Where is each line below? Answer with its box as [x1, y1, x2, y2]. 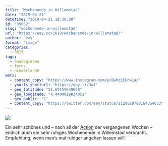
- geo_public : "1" [10, 96, 49, 101]
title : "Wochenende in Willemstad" [5, 7, 80, 13]
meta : [5, 73, 17, 78]
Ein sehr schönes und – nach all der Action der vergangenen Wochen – [5, 124, 152, 130]
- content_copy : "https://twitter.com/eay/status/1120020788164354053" [10, 101, 164, 106]
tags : [5, 54, 17, 59]
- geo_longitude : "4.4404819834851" [10, 92, 87, 97]
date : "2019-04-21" [5, 12, 46, 17]
